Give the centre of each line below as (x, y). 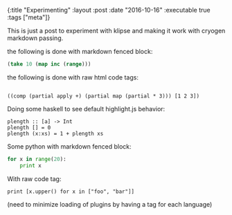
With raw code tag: (34, 178)
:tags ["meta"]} (29, 17)
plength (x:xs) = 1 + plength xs (55, 133)
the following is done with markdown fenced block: (80, 52)
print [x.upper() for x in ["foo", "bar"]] (71, 191)
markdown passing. (35, 38)
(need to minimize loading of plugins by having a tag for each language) (110, 204)
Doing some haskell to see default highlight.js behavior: (86, 109)
